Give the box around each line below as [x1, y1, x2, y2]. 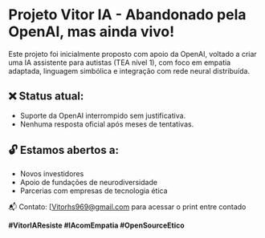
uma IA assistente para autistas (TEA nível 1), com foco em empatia [8, 58, 231, 67]
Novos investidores [19, 168, 84, 178]
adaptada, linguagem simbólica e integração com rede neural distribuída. [8, 66, 251, 75]
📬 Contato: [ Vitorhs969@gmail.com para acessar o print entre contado [8, 202, 247, 212]
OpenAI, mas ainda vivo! [8, 22, 175, 41]
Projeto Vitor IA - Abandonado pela [8, 6, 247, 24]
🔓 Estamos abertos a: [8, 143, 119, 157]
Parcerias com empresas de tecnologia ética [19, 186, 168, 196]
